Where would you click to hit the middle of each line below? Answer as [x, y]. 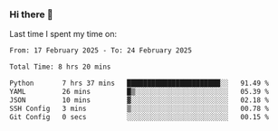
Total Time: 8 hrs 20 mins [60, 67]
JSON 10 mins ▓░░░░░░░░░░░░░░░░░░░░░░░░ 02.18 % [139, 100]
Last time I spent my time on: [63, 34]
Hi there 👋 [32, 14]
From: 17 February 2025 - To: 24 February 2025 [101, 51]
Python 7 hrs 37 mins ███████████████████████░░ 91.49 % [139, 84]
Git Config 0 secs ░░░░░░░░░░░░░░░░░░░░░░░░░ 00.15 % [139, 117]
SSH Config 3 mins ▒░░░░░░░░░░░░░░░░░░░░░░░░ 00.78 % [139, 108]
